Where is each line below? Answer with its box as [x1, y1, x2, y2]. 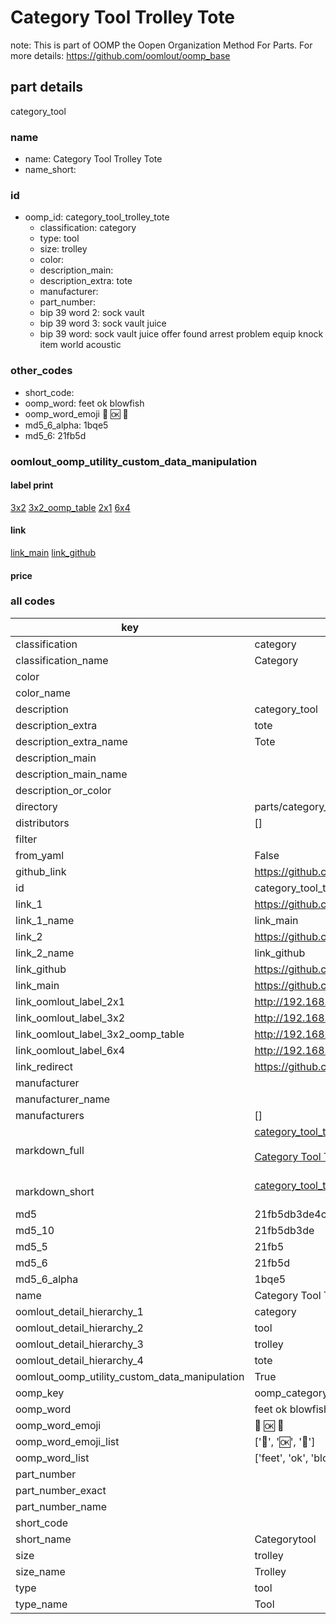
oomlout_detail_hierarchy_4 [15, 1353, 144, 1367]
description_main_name [15, 767, 128, 781]
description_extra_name [15, 734, 128, 748]
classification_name [15, 653, 109, 667]
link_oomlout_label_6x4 [15, 1043, 126, 1057]
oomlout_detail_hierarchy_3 [15, 1337, 144, 1351]
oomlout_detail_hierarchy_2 [15, 1321, 144, 1335]
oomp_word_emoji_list [15, 1434, 120, 1448]
